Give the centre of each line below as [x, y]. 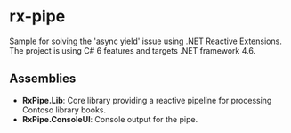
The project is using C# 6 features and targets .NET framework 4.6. [133, 50]
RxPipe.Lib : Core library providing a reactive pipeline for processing [147, 100]
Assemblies [43, 79]
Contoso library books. [64, 110]
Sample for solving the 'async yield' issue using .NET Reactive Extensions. [145, 41]
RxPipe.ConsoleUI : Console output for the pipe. [110, 119]
